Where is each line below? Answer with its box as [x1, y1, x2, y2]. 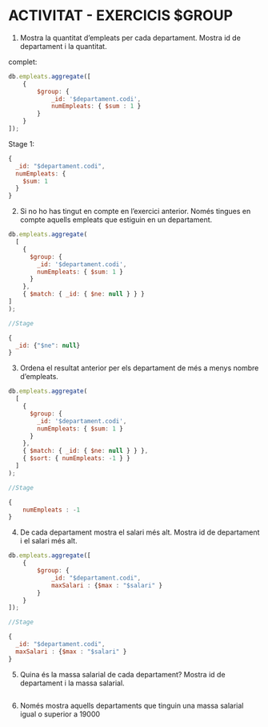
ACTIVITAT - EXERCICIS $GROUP [8, 6, 234, 25]
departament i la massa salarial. [19, 678, 126, 688]
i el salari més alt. [19, 536, 78, 546]
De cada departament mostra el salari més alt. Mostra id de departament [19, 527, 260, 537]
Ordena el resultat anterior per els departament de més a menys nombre [19, 363, 259, 373]
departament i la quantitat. [19, 41, 107, 50]
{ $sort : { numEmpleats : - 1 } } [22, 454, 130, 462]
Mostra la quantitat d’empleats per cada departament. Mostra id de [19, 33, 242, 42]
